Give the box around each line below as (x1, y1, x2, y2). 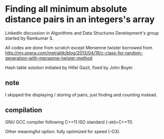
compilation (5, 106, 43, 115)
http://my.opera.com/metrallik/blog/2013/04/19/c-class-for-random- (5, 50, 143, 56)
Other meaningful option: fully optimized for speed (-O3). (5, 128, 121, 134)
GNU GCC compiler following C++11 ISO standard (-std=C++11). (5, 119, 134, 125)
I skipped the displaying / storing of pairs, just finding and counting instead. (5, 92, 158, 97)
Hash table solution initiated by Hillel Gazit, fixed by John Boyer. (5, 65, 134, 70)
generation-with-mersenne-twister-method (5, 55, 93, 61)
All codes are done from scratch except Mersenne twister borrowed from (5, 45, 153, 50)
